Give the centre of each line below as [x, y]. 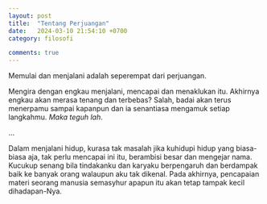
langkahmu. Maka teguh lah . [55, 117]
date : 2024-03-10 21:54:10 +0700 [68, 31]
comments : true [34, 53]
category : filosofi [41, 38]
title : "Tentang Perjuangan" [59, 23]
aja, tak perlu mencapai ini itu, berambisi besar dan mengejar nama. [140, 157]
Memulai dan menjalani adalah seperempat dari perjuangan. [107, 76]
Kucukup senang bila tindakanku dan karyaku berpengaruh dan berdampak [133, 165]
